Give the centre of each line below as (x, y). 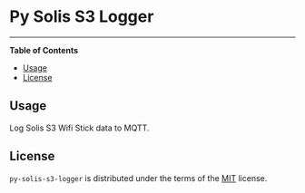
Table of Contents (44, 50)
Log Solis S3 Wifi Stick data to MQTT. (79, 128)
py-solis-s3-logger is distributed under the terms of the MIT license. (138, 178)
